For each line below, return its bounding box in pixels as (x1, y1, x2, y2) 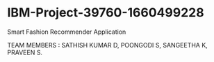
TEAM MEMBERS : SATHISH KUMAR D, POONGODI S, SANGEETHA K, (7, 41, 208, 49)
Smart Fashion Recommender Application (7, 28, 126, 36)
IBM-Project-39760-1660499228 (7, 5, 204, 21)
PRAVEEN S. (7, 48, 43, 56)
